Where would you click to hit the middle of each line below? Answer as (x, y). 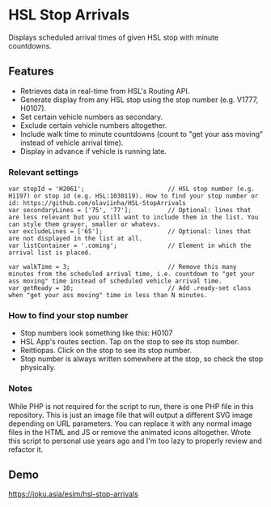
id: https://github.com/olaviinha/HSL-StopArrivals (97, 203)
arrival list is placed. (50, 253)
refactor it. (26, 449)
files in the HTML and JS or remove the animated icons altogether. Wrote (130, 432)
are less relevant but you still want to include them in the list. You (133, 217)
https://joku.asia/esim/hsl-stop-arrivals (74, 494)
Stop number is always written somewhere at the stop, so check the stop (142, 359)
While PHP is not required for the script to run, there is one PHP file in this (131, 406)
